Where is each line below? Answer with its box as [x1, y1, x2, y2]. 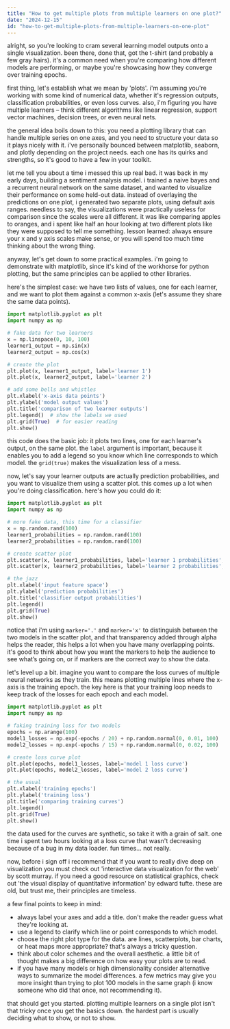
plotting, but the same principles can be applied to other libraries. [7, 270, 192, 278]
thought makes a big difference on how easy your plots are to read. [16, 957, 207, 965]
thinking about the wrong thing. [7, 241, 96, 250]
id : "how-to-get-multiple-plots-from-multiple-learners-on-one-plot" [7, 23, 210, 29]
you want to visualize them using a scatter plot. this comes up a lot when [7, 480, 212, 488]
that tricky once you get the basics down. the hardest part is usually [7, 1006, 199, 1015]
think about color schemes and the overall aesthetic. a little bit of [16, 949, 200, 958]
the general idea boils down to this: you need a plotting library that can [7, 126, 207, 134]
